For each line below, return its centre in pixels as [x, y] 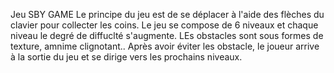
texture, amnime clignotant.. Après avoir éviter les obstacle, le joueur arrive [165, 46]
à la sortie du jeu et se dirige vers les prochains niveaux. [126, 57]
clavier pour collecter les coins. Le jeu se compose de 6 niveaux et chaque [164, 25]
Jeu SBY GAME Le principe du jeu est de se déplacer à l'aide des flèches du [167, 14]
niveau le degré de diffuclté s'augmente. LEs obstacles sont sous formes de [167, 35]
